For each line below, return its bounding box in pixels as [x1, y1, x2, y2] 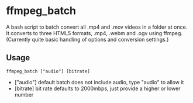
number [14, 91, 34, 98]
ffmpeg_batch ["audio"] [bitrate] [6, 68, 91, 74]
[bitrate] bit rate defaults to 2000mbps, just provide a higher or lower [14, 85, 181, 92]
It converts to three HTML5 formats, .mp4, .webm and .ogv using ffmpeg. [6, 29, 183, 36]
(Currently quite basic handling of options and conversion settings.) [6, 36, 169, 43]
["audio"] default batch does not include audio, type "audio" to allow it [14, 78, 184, 85]
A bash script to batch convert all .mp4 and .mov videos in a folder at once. [6, 23, 188, 30]
